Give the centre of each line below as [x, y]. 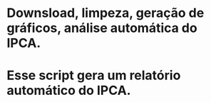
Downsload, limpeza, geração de [105, 13]
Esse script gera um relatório [94, 75]
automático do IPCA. [69, 91]
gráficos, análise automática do [102, 28]
